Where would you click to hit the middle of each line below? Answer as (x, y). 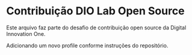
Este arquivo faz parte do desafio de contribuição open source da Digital (96, 27)
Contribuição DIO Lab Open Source (95, 11)
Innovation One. (26, 33)
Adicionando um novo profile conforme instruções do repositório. (87, 45)
